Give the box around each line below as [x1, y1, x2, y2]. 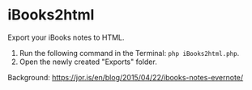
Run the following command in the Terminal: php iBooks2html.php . [19, 48, 240, 58]
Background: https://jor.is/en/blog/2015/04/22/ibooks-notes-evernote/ [7, 72, 244, 82]
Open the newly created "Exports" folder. [19, 57, 157, 66]
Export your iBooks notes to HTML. [7, 32, 125, 42]
